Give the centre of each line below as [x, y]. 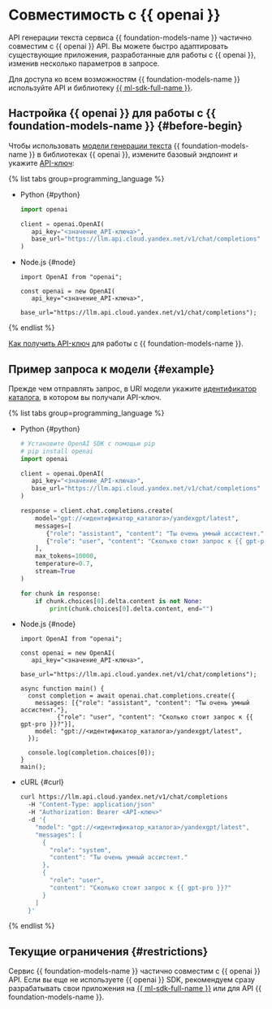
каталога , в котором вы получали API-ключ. [85, 397]
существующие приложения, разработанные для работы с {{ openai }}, [132, 54]
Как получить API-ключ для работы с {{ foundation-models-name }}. [126, 344]
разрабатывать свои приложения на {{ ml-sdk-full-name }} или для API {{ [135, 989]
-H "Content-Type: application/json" [92, 805]
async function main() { [62, 689]
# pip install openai [56, 451]
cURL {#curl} [42, 782]
